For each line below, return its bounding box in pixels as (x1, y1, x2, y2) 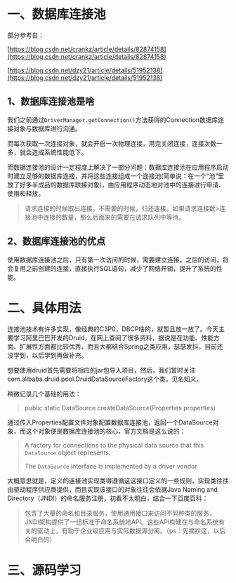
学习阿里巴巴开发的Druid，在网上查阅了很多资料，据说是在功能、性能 (13, 333, 214, 342)
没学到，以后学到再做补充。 (7, 351, 88, 359)
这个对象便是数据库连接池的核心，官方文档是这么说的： (25, 427, 186, 435)
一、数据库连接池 (7, 6, 107, 22)
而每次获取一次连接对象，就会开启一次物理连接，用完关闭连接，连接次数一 (7, 139, 223, 147)
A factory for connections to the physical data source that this (24, 441, 204, 449)
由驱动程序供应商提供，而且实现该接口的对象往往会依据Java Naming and (7, 485, 218, 493)
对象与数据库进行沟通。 (13, 124, 81, 133)
